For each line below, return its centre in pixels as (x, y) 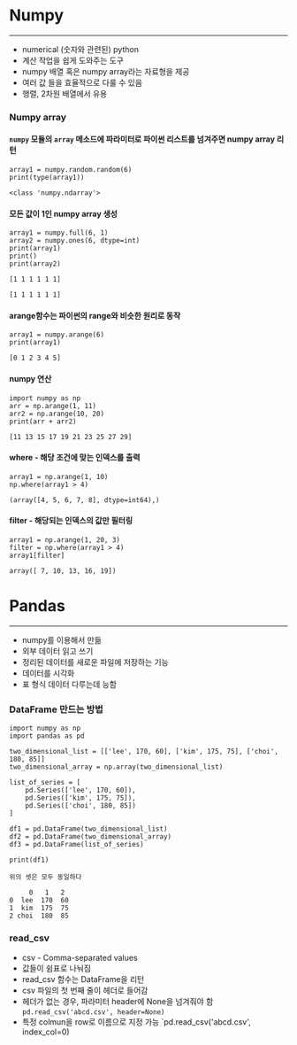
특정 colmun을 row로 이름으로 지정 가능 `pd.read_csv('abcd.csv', (137, 1022)
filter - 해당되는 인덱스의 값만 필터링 (71, 521)
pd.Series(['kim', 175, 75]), (81, 798)
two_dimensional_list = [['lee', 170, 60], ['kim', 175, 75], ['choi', (144, 752)
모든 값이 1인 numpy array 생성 (63, 213)
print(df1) (29, 860)
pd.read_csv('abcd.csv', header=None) (93, 1012)
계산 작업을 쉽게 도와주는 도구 (72, 60)
